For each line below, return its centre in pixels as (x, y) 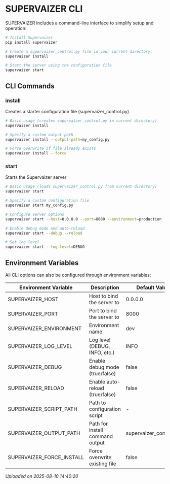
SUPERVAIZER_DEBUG (35, 367)
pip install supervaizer (31, 42)
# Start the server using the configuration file (59, 66)
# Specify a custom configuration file (47, 201)
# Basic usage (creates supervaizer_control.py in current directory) (81, 121)
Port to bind (103, 310)
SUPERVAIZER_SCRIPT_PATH (42, 409)
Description (105, 287)
